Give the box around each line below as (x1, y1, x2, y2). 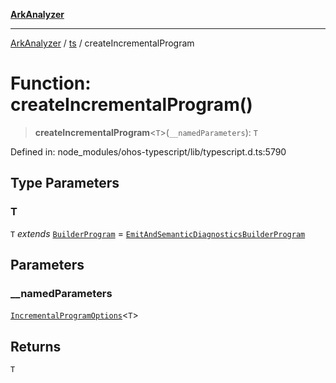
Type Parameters (10, 175, 120, 192)
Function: (10, 72, 92, 95)
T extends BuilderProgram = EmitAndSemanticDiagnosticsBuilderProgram (10, 227, 306, 239)
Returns (10, 338, 62, 355)
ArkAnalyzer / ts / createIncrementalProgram (10, 37, 195, 49)
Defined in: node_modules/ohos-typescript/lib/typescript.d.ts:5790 (10, 145, 287, 158)
